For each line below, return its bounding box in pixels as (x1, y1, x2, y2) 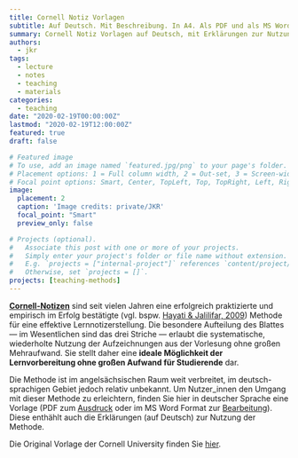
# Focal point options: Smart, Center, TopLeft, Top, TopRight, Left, (9, 178, 276, 186)
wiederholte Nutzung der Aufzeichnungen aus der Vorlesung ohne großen (9, 338, 281, 349)
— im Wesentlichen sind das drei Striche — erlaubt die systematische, (9, 328, 266, 339)
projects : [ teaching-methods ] (9, 276, 122, 285)
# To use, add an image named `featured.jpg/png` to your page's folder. (9, 161, 288, 170)
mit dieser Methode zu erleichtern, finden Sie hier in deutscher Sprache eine (9, 392, 289, 404)
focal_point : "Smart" (17, 210, 98, 219)
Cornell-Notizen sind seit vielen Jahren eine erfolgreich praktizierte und (9, 300, 273, 311)
